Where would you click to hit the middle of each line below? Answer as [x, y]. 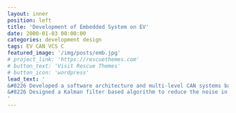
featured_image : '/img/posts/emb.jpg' [64, 53]
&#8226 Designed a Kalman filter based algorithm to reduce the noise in [118, 92]
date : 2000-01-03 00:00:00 [47, 33]
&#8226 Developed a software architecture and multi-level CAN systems [114, 86]
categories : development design [54, 40]
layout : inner [28, 14]
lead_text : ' [26, 79]
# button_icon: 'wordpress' [48, 72]
